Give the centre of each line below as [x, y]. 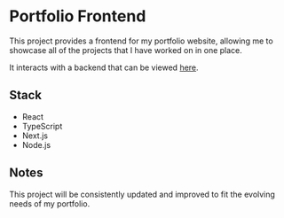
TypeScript [42, 126]
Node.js [36, 144]
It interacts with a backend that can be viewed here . [104, 67]
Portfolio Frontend [78, 16]
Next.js [35, 136]
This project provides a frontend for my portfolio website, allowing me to [141, 41]
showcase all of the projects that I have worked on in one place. [126, 50]
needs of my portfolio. [50, 203]
